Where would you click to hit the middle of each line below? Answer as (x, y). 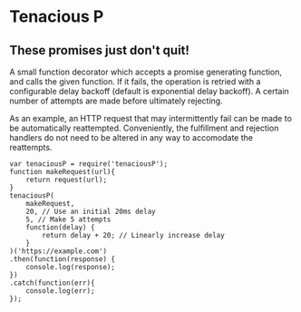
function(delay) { (60, 228)
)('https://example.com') (58, 251)
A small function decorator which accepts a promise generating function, (146, 72)
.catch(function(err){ (52, 283)
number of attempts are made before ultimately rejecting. (117, 101)
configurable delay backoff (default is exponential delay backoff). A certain (150, 91)
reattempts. (31, 147)
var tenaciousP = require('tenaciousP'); (89, 164)
